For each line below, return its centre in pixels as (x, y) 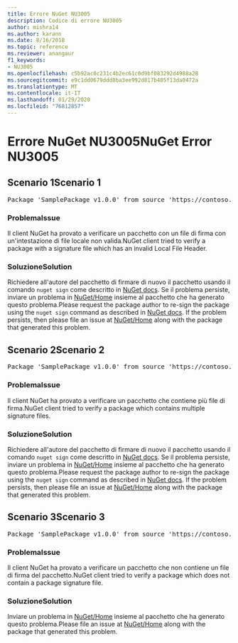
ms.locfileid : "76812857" (45, 107)
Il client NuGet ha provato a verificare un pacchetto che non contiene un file (118, 567)
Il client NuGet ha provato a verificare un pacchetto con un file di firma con (117, 233)
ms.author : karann (34, 34)
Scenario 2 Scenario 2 (56, 350)
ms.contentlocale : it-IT (44, 93)
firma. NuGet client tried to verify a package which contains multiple (106, 408)
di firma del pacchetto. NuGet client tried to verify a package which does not (119, 575)
